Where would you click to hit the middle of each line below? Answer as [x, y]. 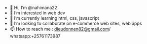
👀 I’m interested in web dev [37, 13]
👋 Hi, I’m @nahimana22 [34, 8]
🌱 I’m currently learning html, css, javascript [55, 18]
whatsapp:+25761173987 [35, 36]
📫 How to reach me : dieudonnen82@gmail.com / [60, 29]
